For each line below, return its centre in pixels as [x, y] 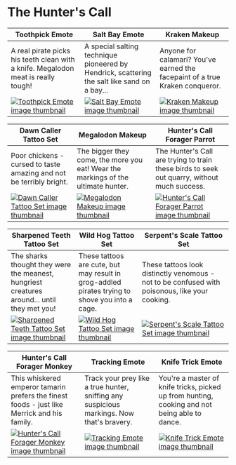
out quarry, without [187, 177]
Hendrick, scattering [118, 72]
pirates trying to [105, 290]
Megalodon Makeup [113, 135]
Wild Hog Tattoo [107, 235]
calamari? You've [188, 59]
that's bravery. [108, 422]
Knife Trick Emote [192, 362]
